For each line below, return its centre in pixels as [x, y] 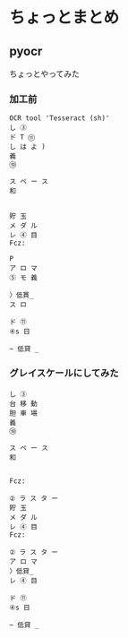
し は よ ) [28, 147]
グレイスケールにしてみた [64, 374]
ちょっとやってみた [45, 73]
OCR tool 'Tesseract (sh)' [60, 118]
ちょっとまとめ [64, 17]
